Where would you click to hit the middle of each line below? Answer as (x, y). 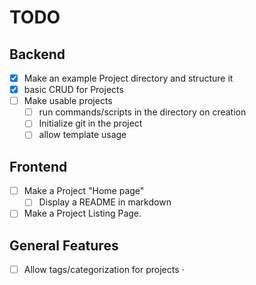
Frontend (38, 166)
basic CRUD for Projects (73, 90)
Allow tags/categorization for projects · (104, 270)
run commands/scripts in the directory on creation (142, 112)
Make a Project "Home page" (84, 191)
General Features (64, 245)
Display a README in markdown (105, 202)
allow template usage (82, 135)
